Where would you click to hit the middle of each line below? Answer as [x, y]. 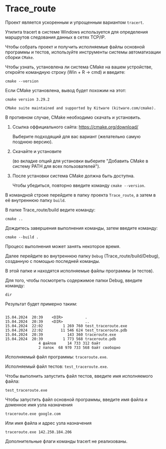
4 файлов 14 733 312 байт [69, 343]
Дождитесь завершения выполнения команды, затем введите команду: [82, 228]
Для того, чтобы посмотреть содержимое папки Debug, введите [74, 280]
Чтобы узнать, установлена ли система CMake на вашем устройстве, [79, 67]
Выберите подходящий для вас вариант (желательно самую [77, 136]
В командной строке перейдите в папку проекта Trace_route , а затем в [81, 195]
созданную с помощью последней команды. [53, 261]
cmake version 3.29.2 [28, 100]
